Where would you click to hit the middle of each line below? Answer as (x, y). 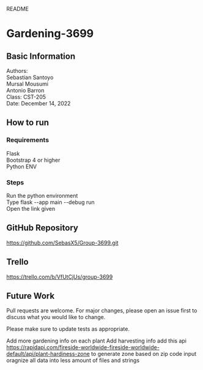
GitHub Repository (42, 228)
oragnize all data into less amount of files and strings (73, 360)
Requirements (28, 140)
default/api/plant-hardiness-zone (48, 354)
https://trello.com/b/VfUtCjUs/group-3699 (60, 277)
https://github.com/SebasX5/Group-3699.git (62, 243)
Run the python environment (42, 195)
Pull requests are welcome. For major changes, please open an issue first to (102, 311)
